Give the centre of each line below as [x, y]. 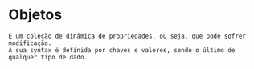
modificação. [30, 43]
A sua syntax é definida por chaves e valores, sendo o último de [122, 50]
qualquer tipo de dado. [48, 57]
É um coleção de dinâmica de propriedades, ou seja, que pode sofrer [127, 36]
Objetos [35, 15]
